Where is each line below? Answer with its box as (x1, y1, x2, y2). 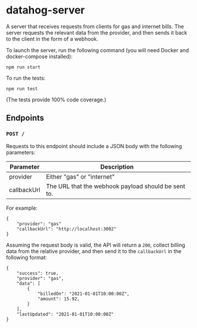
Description (100, 162, 134, 170)
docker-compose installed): (6, 53, 73, 60)
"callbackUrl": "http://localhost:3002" (16, 226, 117, 232)
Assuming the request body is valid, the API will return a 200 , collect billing (6, 241, 186, 248)
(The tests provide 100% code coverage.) (6, 96, 107, 103)
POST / (6, 131, 25, 138)
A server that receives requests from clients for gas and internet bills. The (6, 23, 184, 30)
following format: (6, 254, 47, 261)
